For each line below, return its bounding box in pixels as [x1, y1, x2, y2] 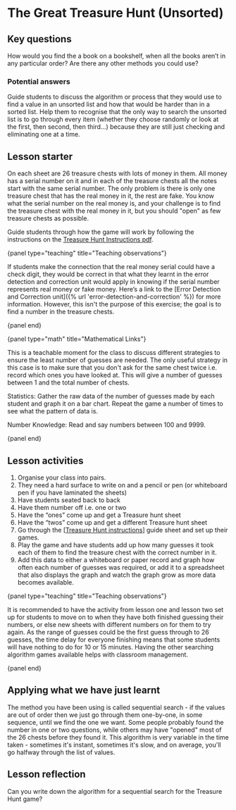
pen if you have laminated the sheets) [17, 488, 128, 497]
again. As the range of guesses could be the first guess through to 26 [7, 628, 209, 636]
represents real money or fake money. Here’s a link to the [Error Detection [7, 285, 221, 294]
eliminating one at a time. [7, 130, 80, 139]
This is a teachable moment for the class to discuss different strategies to [7, 349, 221, 357]
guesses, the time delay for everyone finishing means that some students [7, 635, 221, 644]
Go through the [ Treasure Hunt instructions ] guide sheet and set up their [17, 525, 228, 534]
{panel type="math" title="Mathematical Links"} [7, 335, 147, 343]
